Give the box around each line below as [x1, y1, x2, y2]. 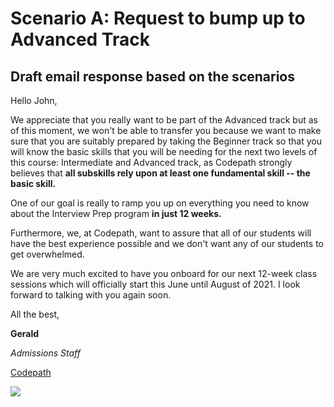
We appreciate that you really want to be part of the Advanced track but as [10, 114, 318, 126]
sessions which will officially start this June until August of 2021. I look [10, 278, 301, 290]
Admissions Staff [10, 347, 81, 359]
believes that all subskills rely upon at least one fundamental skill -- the [10, 167, 311, 179]
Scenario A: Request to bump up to [10, 7, 306, 30]
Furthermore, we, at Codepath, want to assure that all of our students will [10, 227, 312, 239]
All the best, [10, 308, 60, 320]
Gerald [10, 328, 40, 339]
